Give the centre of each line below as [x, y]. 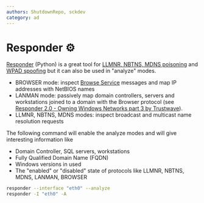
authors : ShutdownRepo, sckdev [46, 12]
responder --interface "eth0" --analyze [58, 188]
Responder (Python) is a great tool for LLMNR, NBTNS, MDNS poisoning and [102, 64]
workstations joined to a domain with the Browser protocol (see [95, 102]
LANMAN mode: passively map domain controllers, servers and [95, 95]
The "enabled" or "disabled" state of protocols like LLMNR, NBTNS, [100, 171]
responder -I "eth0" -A [37, 194]
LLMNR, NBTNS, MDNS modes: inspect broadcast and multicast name [103, 115]
